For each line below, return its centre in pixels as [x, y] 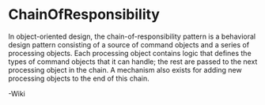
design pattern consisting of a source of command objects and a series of [129, 44]
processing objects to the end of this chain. [79, 78]
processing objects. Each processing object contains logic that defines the [130, 53]
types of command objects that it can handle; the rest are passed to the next [133, 62]
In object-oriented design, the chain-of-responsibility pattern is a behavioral [132, 36]
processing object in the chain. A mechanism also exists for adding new [125, 69]
